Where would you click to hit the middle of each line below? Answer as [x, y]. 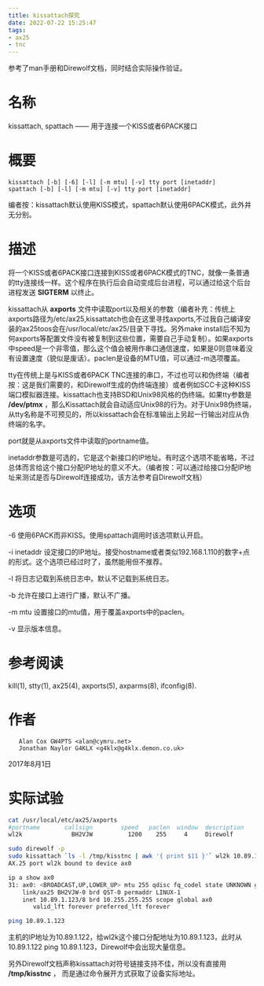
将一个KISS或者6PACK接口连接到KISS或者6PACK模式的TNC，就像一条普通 [129, 272]
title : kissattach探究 [44, 15]
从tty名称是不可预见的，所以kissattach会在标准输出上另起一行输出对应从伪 [129, 414]
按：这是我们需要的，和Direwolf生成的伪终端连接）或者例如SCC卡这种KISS [130, 384]
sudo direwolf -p [37, 849]
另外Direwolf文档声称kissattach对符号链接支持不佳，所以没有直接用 [117, 964]
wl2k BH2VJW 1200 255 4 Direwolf [121, 835]
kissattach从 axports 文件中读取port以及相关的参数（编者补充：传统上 [122, 308]
